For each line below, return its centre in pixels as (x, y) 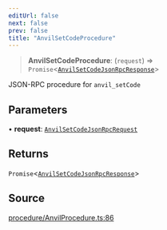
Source (27, 198)
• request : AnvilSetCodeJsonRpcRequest (73, 129)
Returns (29, 154)
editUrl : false (34, 16)
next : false (28, 23)
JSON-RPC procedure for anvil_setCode (75, 85)
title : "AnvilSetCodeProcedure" (62, 38)
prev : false (28, 30)
